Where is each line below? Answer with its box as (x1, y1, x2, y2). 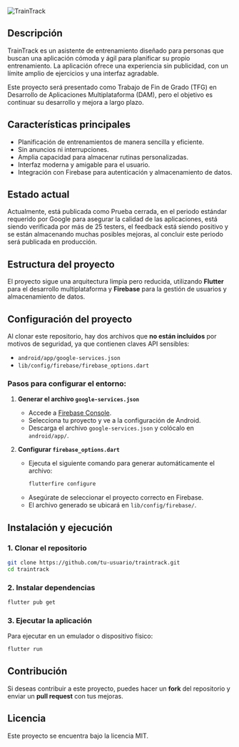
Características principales (7, 118, 131, 131)
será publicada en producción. (7, 237, 98, 246)
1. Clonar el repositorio (7, 542, 87, 552)
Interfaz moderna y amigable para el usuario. (17, 160, 151, 169)
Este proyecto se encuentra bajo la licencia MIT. (7, 731, 148, 740)
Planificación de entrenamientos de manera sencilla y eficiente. (17, 138, 205, 146)
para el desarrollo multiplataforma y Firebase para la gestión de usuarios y (7, 285, 227, 294)
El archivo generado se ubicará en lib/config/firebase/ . (28, 501, 197, 510)
